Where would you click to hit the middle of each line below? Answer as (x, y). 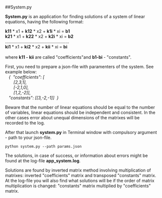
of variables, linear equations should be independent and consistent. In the (80, 112)
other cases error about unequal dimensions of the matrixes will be (72, 118)
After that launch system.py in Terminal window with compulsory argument (81, 132)
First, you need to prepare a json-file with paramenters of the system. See (79, 66)
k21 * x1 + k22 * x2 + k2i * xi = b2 (39, 36)
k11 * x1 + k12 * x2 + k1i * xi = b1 (38, 31)
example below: (21, 72)
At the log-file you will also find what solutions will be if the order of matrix (80, 181)
